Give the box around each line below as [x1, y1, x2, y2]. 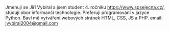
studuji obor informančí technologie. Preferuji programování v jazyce [5, 9, 150, 15]
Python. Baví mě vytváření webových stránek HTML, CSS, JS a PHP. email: [5, 15, 163, 20]
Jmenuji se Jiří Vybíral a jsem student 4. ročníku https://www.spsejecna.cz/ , [5, 4, 165, 10]
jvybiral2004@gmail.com [5, 20, 58, 26]
